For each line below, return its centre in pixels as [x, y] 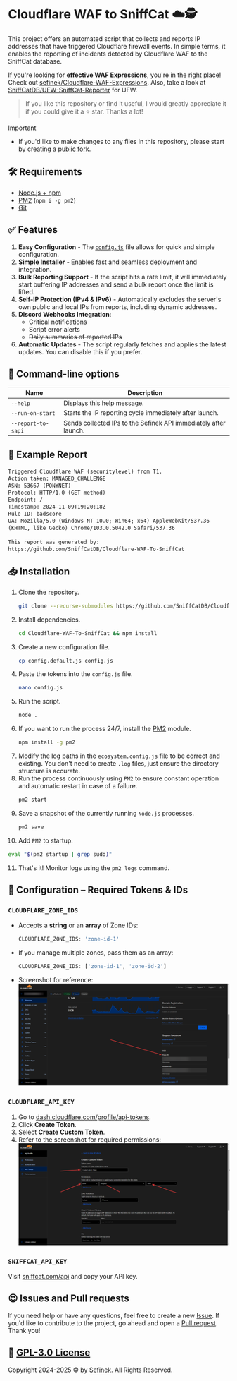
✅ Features [33, 230]
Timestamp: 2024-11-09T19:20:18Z [57, 507]
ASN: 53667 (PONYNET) [40, 486]
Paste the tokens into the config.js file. [75, 674]
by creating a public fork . [55, 149]
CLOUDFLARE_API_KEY [41, 1102]
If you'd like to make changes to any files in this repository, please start [121, 141]
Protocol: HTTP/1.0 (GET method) [57, 493]
